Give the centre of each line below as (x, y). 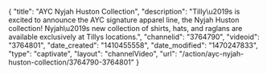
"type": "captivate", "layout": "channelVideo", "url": (93, 54)
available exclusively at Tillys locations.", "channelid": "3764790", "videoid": (134, 37)
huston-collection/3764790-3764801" (71, 62)
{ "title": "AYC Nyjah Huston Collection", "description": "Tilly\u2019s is (124, 12)
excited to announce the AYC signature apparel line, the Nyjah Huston (124, 20)
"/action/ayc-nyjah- (212, 54)
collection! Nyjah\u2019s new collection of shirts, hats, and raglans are (125, 28)
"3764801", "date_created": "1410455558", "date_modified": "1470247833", (133, 45)
